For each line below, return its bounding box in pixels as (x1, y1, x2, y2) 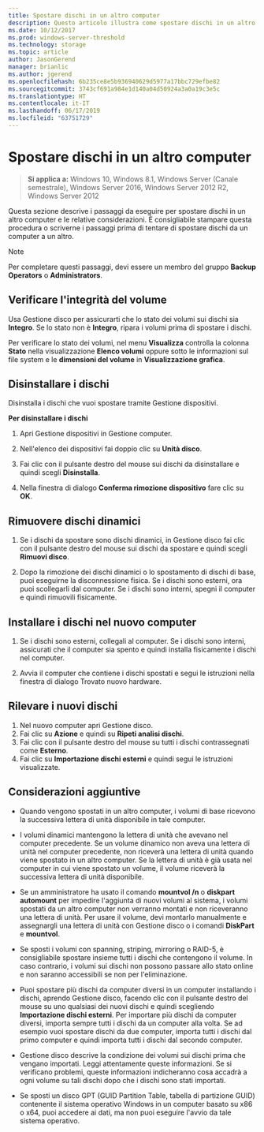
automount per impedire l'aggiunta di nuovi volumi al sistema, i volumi (19, 895, 248, 905)
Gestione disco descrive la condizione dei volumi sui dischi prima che (19, 1050, 246, 1059)
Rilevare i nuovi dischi (8, 700, 118, 713)
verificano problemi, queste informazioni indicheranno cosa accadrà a (19, 1067, 247, 1077)
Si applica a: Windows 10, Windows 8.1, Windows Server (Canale (27, 174, 239, 184)
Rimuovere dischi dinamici (8, 514, 141, 528)
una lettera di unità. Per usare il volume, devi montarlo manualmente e (19, 912, 247, 921)
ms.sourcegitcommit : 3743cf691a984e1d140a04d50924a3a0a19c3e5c (8, 84, 221, 93)
